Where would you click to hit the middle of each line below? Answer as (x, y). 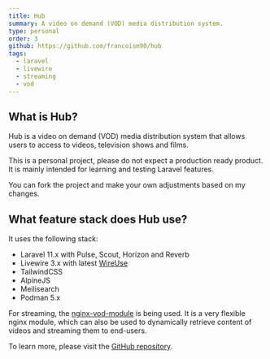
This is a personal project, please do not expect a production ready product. (136, 161)
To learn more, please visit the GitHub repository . (91, 347)
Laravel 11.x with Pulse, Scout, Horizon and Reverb (105, 255)
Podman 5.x (40, 298)
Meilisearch (39, 289)
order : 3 (23, 39)
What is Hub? (43, 117)
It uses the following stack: (53, 239)
